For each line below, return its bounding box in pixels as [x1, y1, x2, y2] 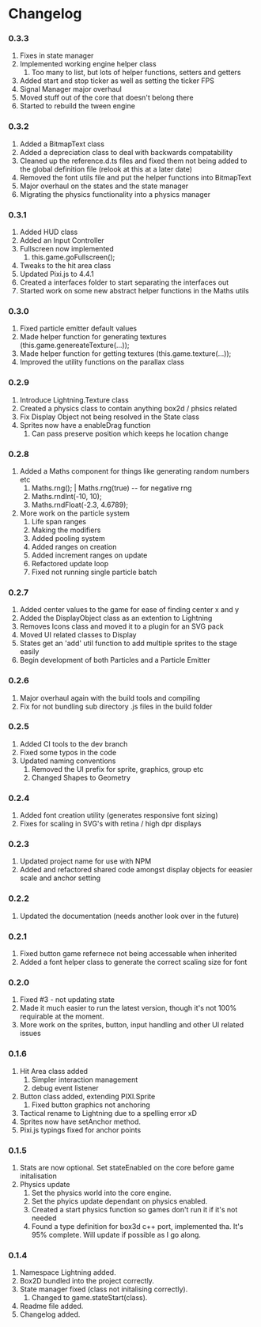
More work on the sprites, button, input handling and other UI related [19, 1020, 244, 1030]
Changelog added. [19, 1310, 81, 1319]
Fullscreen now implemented [19, 244, 115, 254]
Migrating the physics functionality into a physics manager [19, 189, 211, 198]
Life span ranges [31, 516, 87, 526]
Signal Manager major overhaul [19, 85, 123, 94]
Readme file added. [19, 1302, 84, 1311]
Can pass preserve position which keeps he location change [31, 429, 229, 438]
